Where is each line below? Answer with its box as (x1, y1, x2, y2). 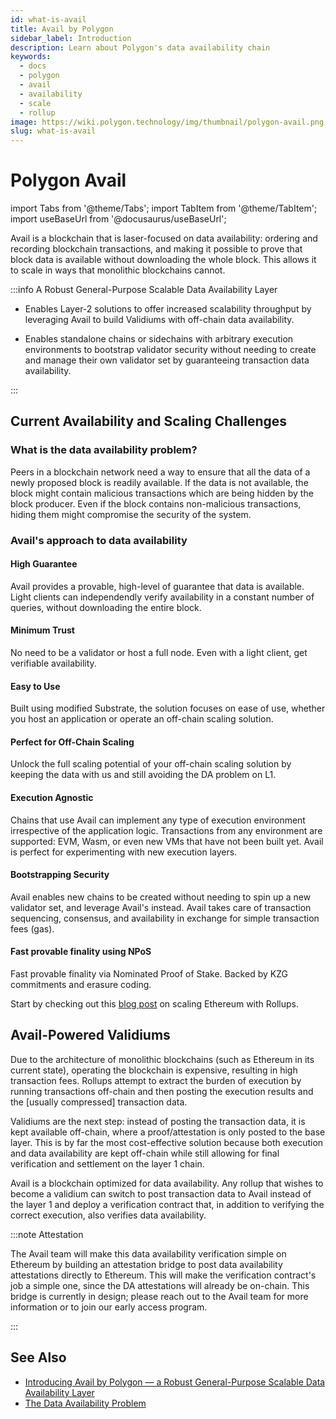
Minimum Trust (10, 624, 75, 636)
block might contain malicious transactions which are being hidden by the (10, 487, 314, 499)
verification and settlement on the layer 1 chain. (10, 1157, 205, 1170)
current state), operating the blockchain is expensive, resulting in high (10, 1064, 298, 1076)
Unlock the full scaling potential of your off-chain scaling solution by (10, 758, 292, 770)
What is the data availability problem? (10, 443, 198, 457)
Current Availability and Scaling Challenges (10, 413, 288, 430)
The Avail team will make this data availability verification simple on (10, 1247, 287, 1260)
